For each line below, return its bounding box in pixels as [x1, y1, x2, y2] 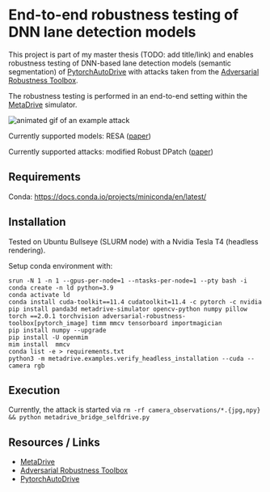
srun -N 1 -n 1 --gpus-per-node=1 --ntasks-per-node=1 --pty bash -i [8, 277, 248, 285]
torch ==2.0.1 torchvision [8, 312, 99, 320]
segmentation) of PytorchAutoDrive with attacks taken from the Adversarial [8, 66, 259, 76]
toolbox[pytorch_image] [8, 319, 89, 327]
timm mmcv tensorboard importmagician [91, 319, 222, 327]
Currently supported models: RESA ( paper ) [8, 131, 152, 141]
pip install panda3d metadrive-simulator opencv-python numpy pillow [8, 305, 248, 313]
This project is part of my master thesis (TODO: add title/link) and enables [8, 49, 254, 59]
